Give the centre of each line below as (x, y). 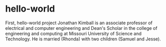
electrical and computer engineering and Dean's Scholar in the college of (81, 28)
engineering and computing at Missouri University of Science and (73, 33)
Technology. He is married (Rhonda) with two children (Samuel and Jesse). (83, 39)
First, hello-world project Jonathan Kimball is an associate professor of (79, 23)
